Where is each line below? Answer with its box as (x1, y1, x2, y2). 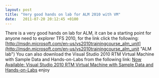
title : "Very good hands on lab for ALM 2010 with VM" (5, 12, 121, 17)
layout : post (5, 7, 32, 12)
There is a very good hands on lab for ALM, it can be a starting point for (5, 30, 152, 36)
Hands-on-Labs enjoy (5, 67, 50, 73)
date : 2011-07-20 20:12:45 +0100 (5, 16, 79, 21)
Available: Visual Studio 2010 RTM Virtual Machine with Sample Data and (5, 62, 154, 68)
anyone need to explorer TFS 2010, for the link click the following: (5, 35, 139, 41)
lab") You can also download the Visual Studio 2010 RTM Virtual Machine (5, 51, 155, 57)
